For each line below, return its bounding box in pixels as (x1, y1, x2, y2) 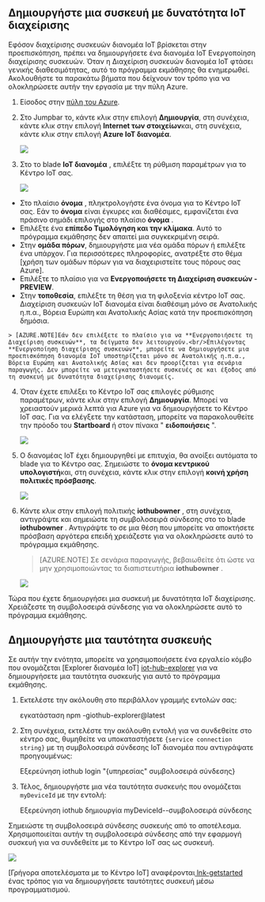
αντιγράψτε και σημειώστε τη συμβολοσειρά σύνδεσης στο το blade (19, 514, 246, 523)
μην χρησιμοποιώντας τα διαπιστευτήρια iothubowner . (39, 563, 223, 573)
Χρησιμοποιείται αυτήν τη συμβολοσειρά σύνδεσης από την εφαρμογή (8, 829, 242, 839)
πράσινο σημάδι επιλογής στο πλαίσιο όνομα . (19, 215, 174, 224)
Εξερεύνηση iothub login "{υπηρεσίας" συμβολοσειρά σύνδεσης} (19, 766, 236, 775)
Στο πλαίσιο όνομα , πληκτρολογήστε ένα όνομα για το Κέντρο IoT (19, 198, 241, 207)
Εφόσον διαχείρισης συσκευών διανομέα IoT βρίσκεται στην (8, 40, 207, 49)
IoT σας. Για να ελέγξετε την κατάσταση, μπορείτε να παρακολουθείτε (19, 412, 255, 421)
